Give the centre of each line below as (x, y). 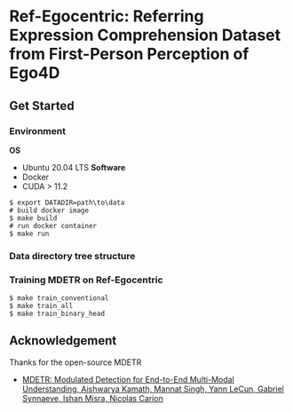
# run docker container (53, 226)
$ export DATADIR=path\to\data (67, 202)
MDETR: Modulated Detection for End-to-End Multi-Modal (128, 379)
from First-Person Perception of (129, 54)
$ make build (33, 218)
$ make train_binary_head (57, 314)
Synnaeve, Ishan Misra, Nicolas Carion (93, 398)
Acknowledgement (63, 341)
